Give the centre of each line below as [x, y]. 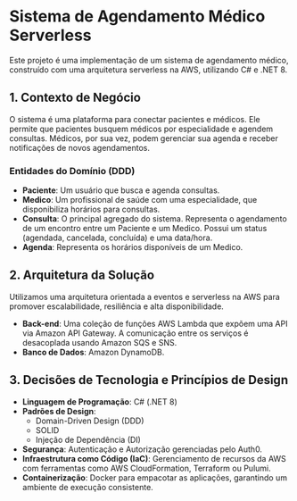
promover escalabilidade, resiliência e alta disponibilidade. [117, 306]
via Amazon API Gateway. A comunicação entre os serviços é [135, 333]
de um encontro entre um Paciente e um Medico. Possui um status [144, 229]
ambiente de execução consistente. [87, 487]
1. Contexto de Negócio [75, 98]
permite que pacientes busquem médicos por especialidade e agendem [141, 129]
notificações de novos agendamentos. [79, 147]
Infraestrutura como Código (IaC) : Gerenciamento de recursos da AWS [154, 458]
